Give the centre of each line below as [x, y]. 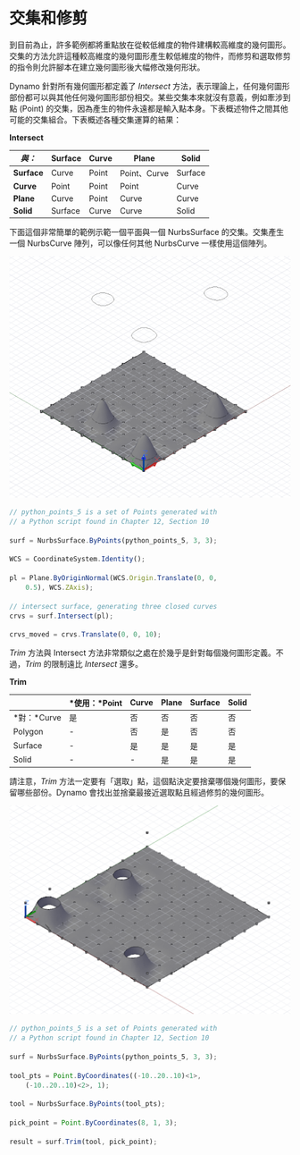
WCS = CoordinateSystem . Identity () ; [77, 560]
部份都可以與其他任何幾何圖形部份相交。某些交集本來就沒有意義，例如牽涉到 [150, 97]
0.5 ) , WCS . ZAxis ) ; [59, 588]
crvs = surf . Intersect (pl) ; [62, 616]
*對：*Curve [37, 718]
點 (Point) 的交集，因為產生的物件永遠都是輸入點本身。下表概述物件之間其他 [149, 108]
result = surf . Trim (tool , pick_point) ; [83, 1142]
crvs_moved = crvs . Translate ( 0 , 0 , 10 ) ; [86, 635]
